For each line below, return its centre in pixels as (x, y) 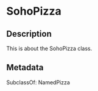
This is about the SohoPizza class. (49, 48)
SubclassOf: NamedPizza (38, 82)
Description (29, 34)
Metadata (25, 67)
